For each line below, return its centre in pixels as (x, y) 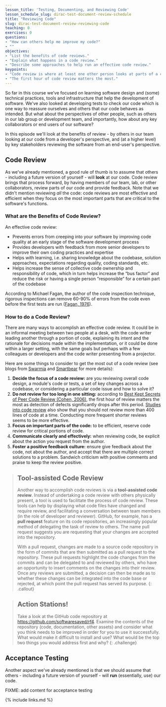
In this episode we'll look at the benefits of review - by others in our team (80, 134)
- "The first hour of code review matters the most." (62, 79)
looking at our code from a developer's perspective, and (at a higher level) (81, 139)
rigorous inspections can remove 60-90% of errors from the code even (78, 299)
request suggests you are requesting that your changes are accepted (88, 532)
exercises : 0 (19, 33)
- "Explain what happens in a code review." (52, 60)
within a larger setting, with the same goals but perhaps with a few (73, 349)
